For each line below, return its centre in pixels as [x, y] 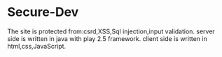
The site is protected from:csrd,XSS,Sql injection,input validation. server [111, 31]
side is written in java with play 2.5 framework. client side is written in [107, 38]
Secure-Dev [43, 12]
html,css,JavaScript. [37, 46]
